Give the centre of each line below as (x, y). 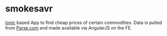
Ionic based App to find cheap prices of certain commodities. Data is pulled (84, 22)
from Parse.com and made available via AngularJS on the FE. (69, 27)
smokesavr (29, 9)
